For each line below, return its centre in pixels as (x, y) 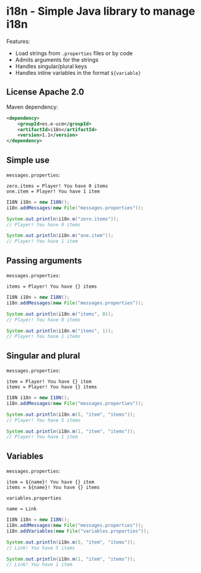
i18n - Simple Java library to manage (101, 11)
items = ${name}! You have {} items (53, 488)
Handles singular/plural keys (51, 66)
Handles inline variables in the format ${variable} (78, 72)
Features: (18, 41)
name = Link (21, 509)
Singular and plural (43, 356)
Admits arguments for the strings (57, 60)
